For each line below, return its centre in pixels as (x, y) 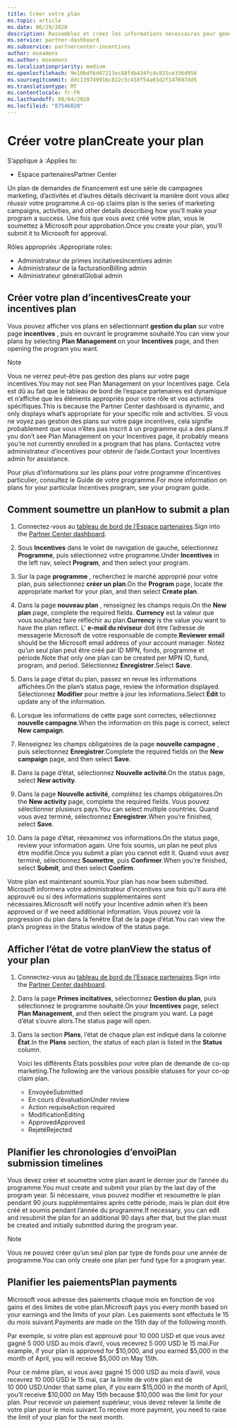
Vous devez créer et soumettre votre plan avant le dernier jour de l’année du (118, 1180)
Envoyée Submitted (55, 1092)
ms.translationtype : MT (42, 86)
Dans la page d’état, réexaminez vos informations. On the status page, (119, 838)
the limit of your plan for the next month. (66, 1417)
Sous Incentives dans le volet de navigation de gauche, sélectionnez (118, 548)
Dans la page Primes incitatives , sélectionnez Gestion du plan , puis (117, 998)
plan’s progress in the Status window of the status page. (89, 927)
